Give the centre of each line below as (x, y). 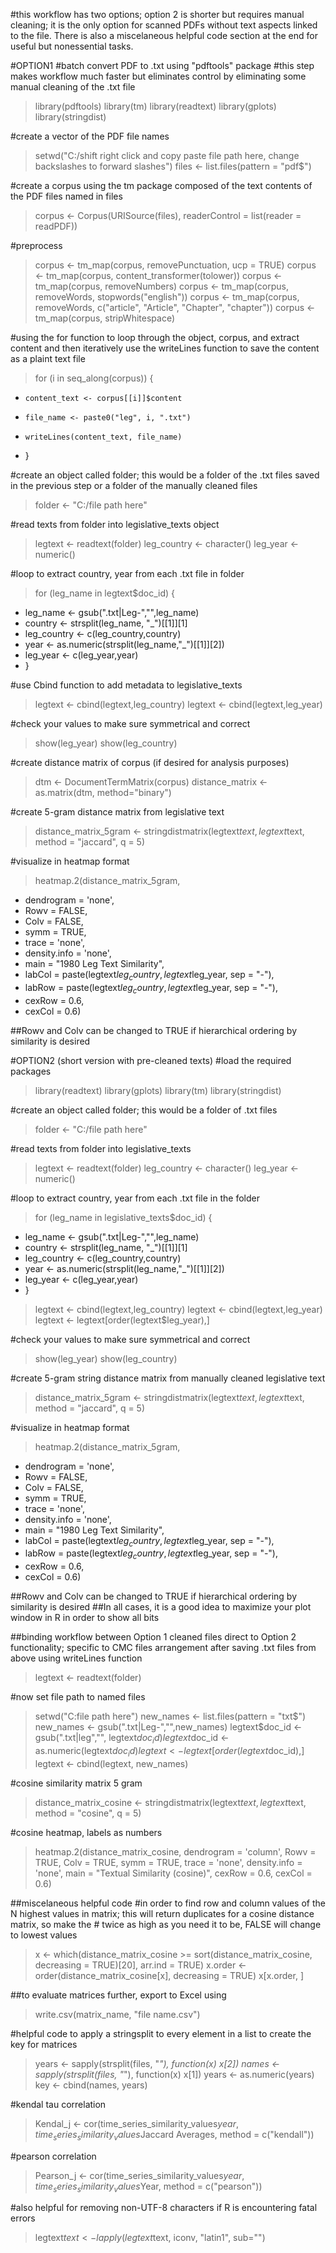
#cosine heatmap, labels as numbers (86, 1832)
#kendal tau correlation (58, 2104)
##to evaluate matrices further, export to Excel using (118, 1995)
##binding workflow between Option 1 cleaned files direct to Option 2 (153, 1637)
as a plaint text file (48, 358)
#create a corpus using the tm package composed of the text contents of (161, 185)
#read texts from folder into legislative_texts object (115, 524)
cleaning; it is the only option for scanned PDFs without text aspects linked (164, 25)
